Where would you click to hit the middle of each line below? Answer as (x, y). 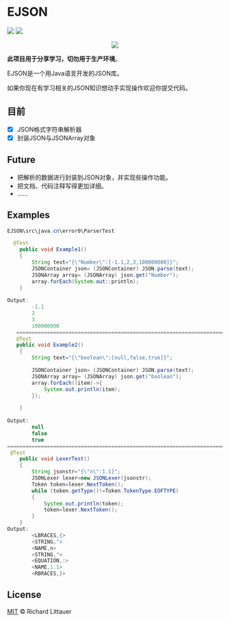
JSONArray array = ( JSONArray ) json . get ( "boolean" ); (107, 376)
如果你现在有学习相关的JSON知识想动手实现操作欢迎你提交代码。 (99, 88)
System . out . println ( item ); (82, 389)
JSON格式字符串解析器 (49, 129)
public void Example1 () (53, 250)
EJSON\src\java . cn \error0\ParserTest (61, 231)
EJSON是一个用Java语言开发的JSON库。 (65, 73)
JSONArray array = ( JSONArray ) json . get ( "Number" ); (105, 275)
